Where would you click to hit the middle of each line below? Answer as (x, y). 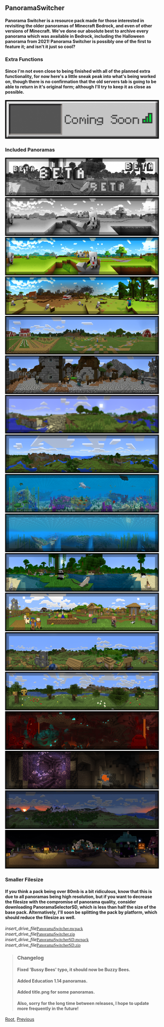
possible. (15, 92)
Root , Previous (20, 1019)
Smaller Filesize (24, 880)
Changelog (30, 958)
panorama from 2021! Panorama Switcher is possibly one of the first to (78, 41)
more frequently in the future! (48, 1008)
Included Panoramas (30, 150)
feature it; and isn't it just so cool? (40, 47)
